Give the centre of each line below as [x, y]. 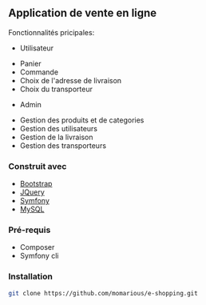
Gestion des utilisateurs [59, 128]
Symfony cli [39, 256]
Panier [30, 63]
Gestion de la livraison [56, 137]
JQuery [32, 192]
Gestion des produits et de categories [82, 120]
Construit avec [38, 166]
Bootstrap [36, 184]
